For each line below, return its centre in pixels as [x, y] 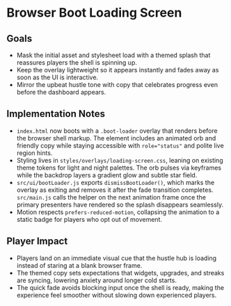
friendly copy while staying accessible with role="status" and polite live [120, 145]
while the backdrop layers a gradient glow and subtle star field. [107, 175]
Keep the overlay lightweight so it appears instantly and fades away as [118, 70]
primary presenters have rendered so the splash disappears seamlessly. [120, 204]
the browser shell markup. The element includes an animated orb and [116, 138]
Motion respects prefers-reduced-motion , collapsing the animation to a [118, 212]
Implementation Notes [56, 114]
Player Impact [37, 241]
